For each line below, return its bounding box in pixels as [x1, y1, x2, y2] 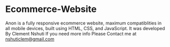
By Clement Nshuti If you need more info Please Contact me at [5, 30, 136, 36]
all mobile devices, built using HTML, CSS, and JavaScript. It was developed [5, 25, 165, 31]
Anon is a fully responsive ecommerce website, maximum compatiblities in [5, 20, 162, 26]
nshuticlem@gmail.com [5, 36, 54, 42]
